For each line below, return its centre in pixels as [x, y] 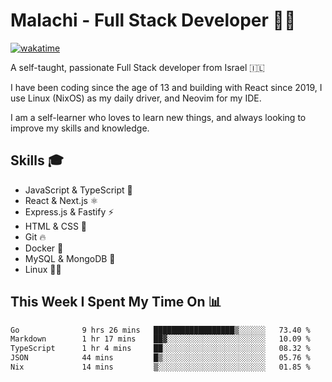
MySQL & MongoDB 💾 [70, 258]
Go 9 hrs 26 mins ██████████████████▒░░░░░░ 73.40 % [160, 330]
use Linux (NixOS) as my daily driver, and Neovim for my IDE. [136, 98]
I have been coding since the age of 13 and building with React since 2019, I [166, 87]
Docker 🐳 [44, 248]
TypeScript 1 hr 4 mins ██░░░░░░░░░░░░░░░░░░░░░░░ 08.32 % [160, 349]
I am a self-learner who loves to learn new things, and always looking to [158, 117]
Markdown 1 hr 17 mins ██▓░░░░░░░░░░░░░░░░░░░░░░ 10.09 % [160, 339]
